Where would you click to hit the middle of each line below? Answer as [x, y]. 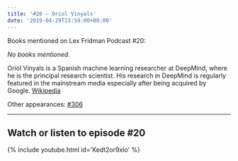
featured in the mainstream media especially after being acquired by [107, 83]
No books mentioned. [39, 54]
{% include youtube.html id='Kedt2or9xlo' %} [74, 150]
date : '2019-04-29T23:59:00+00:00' [60, 20]
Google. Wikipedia [34, 90]
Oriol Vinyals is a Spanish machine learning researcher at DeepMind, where [118, 68]
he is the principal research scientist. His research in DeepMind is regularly [117, 76]
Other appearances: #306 [45, 104]
